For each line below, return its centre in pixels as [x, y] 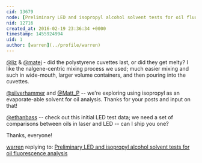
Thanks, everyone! [29, 135]
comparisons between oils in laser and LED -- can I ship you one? [88, 123]
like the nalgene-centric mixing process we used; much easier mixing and [98, 68]
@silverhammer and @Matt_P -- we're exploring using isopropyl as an [93, 93]
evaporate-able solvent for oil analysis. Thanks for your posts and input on [99, 99]
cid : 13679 [20, 12]
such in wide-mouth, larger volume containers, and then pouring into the [96, 75]
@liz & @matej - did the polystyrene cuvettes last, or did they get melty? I [97, 62]
